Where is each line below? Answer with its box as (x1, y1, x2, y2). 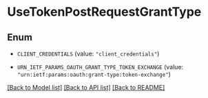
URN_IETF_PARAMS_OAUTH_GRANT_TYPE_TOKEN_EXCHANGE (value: (17, 63, 184, 71)
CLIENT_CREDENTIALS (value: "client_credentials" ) (17, 49, 160, 58)
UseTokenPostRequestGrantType (7, 4, 202, 20)
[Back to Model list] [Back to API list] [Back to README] (7, 84, 165, 91)
